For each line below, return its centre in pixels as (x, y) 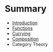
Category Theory (30, 44)
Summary (25, 9)
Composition (25, 39)
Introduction (25, 23)
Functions (22, 28)
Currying (21, 33)
